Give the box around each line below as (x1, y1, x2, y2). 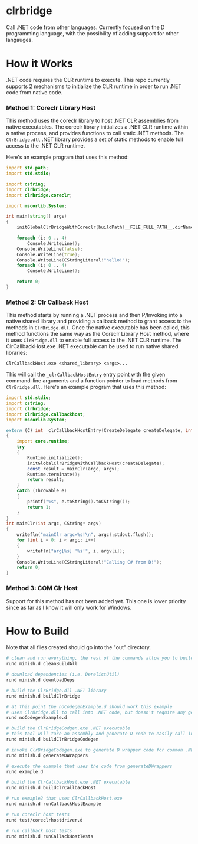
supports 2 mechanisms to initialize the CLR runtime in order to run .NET (6, 83, 181, 90)
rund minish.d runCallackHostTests (6, 833, 94, 839)
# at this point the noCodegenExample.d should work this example (6, 704, 173, 709)
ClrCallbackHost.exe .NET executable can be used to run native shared (6, 343, 179, 350)
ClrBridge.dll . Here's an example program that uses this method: (6, 384, 167, 391)
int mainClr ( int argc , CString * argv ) (6, 521, 101, 526)
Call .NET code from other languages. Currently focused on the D (6, 24, 165, 31)
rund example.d (6, 768, 44, 774)
